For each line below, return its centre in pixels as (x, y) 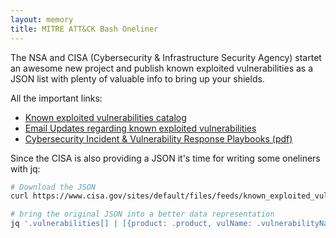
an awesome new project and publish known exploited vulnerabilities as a (162, 68)
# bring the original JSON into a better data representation (142, 214)
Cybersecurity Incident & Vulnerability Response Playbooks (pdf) (158, 138)
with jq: (25, 168)
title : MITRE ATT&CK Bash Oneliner (84, 29)
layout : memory (42, 19)
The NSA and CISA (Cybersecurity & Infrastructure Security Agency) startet (166, 57)
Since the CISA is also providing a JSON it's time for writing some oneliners (165, 158)
